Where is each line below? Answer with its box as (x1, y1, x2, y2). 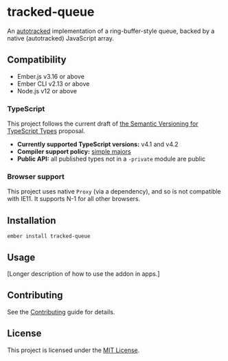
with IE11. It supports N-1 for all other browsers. (7, 195, 141, 203)
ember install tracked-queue (7, 233, 91, 240)
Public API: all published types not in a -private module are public (16, 155, 206, 163)
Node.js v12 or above (16, 86, 78, 95)
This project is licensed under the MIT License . (7, 346, 140, 354)
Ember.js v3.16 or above (16, 72, 84, 80)
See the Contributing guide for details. (7, 307, 115, 316)
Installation (7, 214, 56, 226)
